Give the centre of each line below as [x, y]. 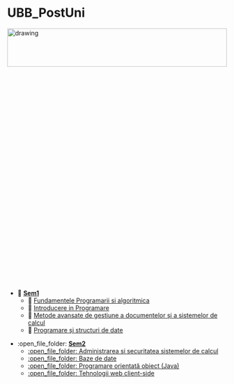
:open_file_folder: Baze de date [72, 358]
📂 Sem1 [28, 293]
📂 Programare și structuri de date [75, 330]
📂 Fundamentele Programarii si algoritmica [88, 300]
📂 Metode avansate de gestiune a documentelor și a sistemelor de [123, 315]
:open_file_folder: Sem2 [51, 344]
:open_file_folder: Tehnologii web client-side [91, 373]
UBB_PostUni [46, 13]
